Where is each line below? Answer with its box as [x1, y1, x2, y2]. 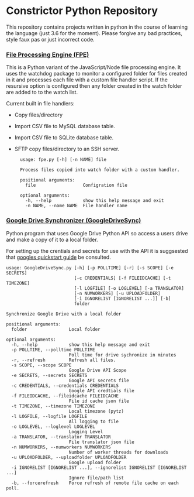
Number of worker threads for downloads [68, 449, 168, 455]
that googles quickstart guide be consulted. [6, 253, 111, 261]
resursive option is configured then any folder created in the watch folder [6, 83, 182, 90]
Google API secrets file [68, 378, 130, 383]
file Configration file [25, 183, 127, 188]
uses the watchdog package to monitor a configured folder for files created [6, 70, 188, 77]
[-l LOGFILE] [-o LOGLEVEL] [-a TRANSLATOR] [74, 285, 184, 291]
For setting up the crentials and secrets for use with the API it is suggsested [6, 247, 188, 254]
